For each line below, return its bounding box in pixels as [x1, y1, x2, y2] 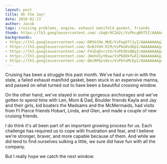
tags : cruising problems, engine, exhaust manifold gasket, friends [5, 26, 150, 31]
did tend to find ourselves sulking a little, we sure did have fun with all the [5, 139, 156, 145]
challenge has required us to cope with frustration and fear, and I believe [5, 128, 154, 134]
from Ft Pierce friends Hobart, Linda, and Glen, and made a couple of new [5, 108, 157, 114]
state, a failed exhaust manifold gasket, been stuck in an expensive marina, [5, 77, 159, 83]
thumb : [5, 30, 19, 35]
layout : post [5, 7, 32, 12]
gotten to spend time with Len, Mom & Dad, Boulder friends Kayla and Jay [5, 97, 157, 103]
